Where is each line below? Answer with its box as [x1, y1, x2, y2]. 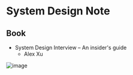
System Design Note [6, 4, 110, 18]
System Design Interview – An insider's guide [14, 44, 127, 51]
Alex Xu [23, 50, 43, 58]
